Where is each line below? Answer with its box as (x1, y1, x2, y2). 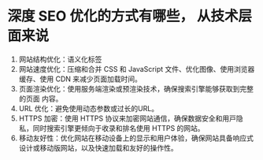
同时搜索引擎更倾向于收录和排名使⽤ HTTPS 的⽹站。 (32, 123, 206, 132)
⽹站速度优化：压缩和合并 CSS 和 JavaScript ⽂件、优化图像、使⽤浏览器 (18, 64, 255, 73)
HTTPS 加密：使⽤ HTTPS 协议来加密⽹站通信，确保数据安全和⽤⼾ (18, 113, 237, 123)
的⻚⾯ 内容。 (18, 94, 63, 103)
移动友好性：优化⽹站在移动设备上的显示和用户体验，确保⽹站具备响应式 (18, 133, 254, 143)
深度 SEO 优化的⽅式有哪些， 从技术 (7, 7, 239, 25)
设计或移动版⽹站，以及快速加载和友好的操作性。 (18, 143, 178, 152)
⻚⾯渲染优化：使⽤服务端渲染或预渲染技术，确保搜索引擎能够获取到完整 (18, 84, 254, 93)
